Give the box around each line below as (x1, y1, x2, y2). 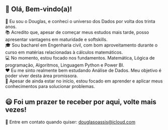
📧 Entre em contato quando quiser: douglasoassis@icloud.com (5, 118, 136, 125)
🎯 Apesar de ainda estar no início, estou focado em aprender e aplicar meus (5, 78, 163, 84)
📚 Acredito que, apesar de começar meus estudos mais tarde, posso (5, 29, 149, 35)
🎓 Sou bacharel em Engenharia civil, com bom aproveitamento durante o (5, 42, 158, 48)
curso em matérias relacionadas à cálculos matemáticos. (5, 49, 123, 55)
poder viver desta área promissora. (5, 72, 78, 78)
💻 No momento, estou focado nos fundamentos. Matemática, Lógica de (5, 54, 155, 60)
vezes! (5, 105, 27, 114)
